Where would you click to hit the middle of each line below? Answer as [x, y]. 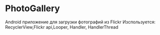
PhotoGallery [32, 9]
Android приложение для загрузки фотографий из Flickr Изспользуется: [80, 22]
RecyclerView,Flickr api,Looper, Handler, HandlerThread [62, 27]
